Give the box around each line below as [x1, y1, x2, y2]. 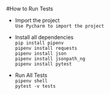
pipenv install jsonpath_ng [14, 56, 85, 62]
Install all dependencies [14, 34, 74, 41]
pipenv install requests [14, 45, 78, 51]
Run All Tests [14, 72, 47, 79]
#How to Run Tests [6, 5, 53, 12]
